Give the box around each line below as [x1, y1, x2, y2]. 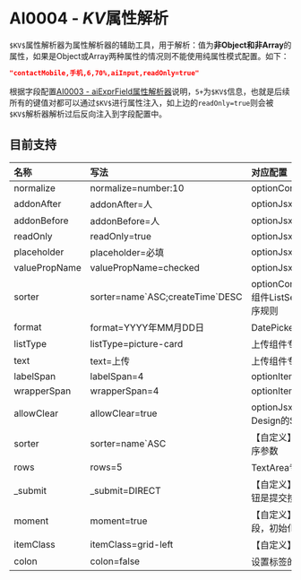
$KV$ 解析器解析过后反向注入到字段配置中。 [9, 108, 168, 119]
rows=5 [90, 461, 123, 473]
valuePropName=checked [90, 261, 200, 273]
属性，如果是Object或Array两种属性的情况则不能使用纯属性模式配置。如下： [9, 50, 289, 61]
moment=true [90, 515, 148, 527]
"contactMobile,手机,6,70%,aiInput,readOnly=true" [9, 68, 200, 77]
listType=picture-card [90, 337, 184, 350]
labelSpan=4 [90, 369, 144, 382]
